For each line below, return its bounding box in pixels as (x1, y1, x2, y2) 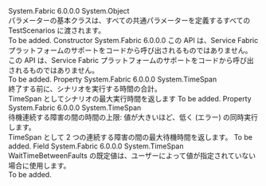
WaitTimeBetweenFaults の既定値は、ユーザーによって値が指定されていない (8, 151, 256, 160)
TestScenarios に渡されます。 (8, 26, 106, 35)
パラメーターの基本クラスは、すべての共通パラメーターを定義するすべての (8, 16, 251, 25)
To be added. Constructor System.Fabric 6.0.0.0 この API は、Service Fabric (8, 36, 259, 45)
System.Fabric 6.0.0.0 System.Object (8, 6, 130, 15)
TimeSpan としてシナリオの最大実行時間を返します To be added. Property (8, 94, 252, 103)
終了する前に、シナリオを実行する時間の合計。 (8, 84, 162, 93)
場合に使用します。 (8, 161, 71, 170)
